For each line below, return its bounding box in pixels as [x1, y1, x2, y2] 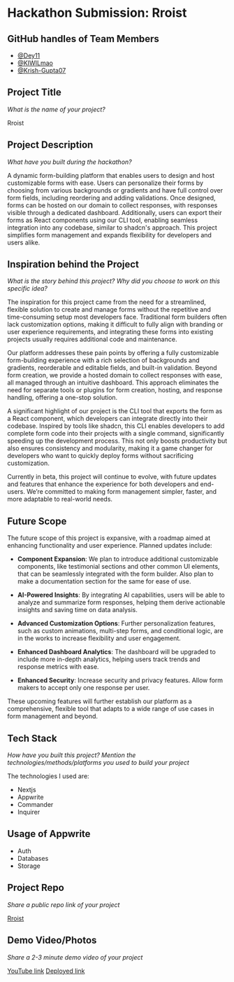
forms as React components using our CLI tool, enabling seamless [7, 216, 198, 224]
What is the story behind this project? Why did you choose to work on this [7, 277, 220, 285]
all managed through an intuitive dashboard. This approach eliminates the [7, 378, 219, 387]
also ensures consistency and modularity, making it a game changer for [7, 444, 213, 452]
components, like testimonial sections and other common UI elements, [17, 562, 220, 571]
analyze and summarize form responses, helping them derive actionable [17, 598, 226, 607]
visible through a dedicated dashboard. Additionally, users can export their [7, 208, 222, 216]
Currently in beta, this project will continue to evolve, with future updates [7, 473, 217, 481]
